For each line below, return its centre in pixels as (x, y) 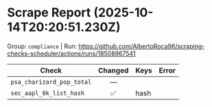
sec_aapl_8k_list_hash (47, 93)
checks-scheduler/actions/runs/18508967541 (71, 53)
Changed (114, 70)
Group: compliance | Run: (42, 46)
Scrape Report (49, 13)
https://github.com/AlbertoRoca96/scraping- (142, 46)
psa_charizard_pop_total (51, 82)
